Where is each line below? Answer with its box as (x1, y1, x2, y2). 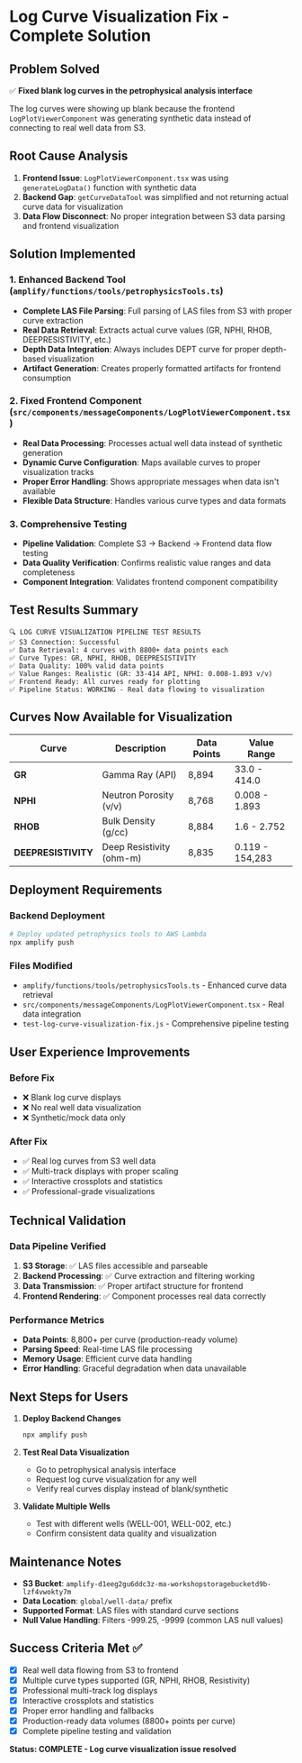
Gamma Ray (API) (102, 768, 177, 781)
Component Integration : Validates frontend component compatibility (22, 577, 279, 588)
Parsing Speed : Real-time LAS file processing (22, 1344, 193, 1355)
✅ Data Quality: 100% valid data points (9, 661, 164, 671)
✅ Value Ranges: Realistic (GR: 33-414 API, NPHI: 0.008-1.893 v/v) (9, 669, 273, 678)
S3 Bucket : (22, 1577, 65, 1588)
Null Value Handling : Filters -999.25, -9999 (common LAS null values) (22, 1614, 284, 1625)
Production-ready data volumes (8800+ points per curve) (22, 1715, 236, 1727)
